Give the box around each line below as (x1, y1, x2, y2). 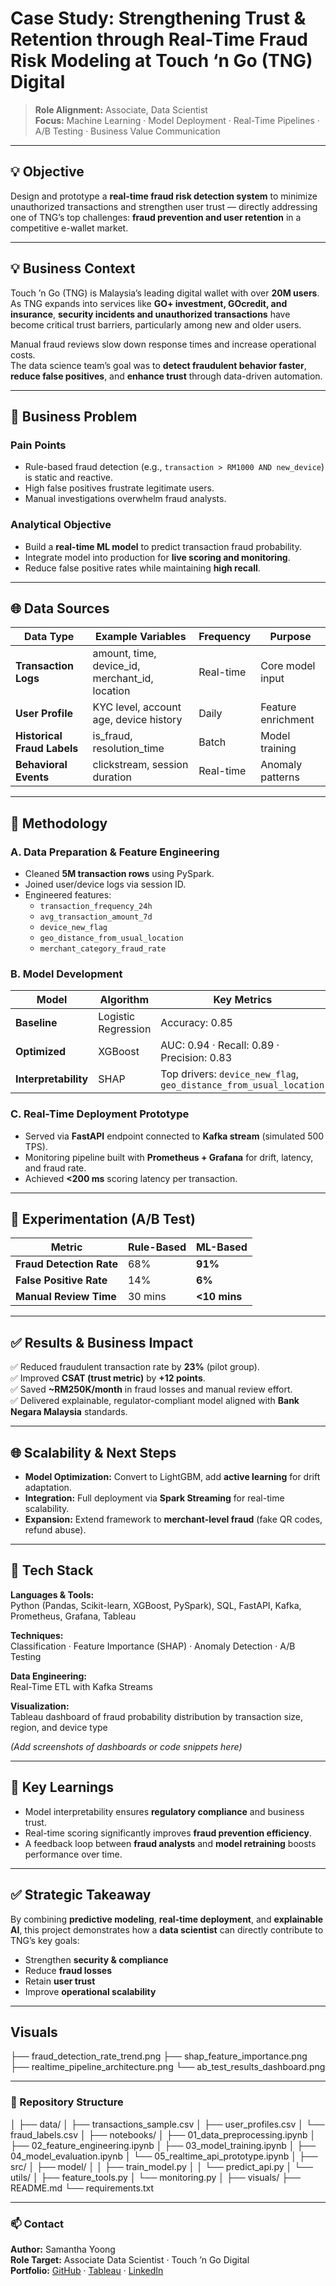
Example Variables (95, 630, 187, 644)
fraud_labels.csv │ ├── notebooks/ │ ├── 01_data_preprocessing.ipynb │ (10, 2128, 317, 2141)
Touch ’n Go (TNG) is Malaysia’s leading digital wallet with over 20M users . (10, 287, 320, 299)
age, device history (92, 713, 183, 727)
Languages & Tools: (10, 1588, 95, 1601)
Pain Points (10, 438, 67, 452)
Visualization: (10, 1700, 70, 1712)
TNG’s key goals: (10, 1934, 80, 1946)
